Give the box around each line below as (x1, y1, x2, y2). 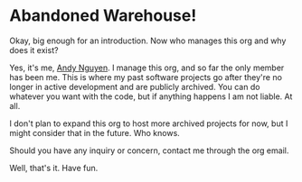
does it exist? (9, 44, 59, 55)
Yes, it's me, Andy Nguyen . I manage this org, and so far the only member (9, 62, 285, 73)
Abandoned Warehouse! (9, 5, 197, 26)
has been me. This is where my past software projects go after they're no (9, 71, 283, 82)
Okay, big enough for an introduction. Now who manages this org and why (9, 35, 287, 46)
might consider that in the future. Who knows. (9, 127, 181, 138)
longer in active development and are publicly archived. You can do (9, 81, 260, 92)
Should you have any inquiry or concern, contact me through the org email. (9, 145, 289, 156)
